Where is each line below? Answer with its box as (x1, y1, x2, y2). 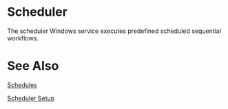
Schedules (7, 80, 38, 89)
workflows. (7, 34, 39, 42)
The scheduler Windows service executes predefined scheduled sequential (7, 27, 222, 35)
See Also (7, 58, 59, 74)
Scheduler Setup (7, 94, 55, 102)
